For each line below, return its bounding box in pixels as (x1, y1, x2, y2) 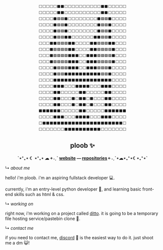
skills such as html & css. (14, 191, 65, 197)
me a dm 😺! (5, 240, 30, 246)
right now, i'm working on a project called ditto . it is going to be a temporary (5, 210, 159, 216)
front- (142, 186, 154, 192)
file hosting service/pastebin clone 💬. (5, 216, 81, 222)
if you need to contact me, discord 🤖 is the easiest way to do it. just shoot (5, 234, 154, 240)
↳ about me (5, 165, 30, 171)
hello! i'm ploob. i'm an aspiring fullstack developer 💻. (5, 174, 115, 181)
